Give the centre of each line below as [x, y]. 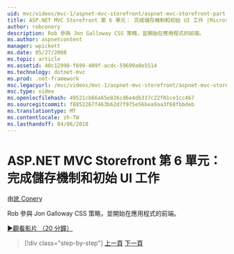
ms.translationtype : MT [42, 111]
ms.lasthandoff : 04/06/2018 [48, 124]
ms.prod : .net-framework [43, 79]
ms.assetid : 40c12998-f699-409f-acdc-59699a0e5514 [82, 66]
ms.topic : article [34, 59]
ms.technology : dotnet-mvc [46, 72]
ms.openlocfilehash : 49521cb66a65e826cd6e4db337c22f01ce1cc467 [101, 98]
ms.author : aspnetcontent [45, 40]
